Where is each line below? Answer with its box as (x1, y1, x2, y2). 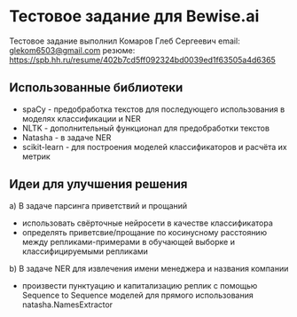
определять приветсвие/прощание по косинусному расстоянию (21, 226, 268, 237)
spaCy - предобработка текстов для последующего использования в (21, 104, 285, 115)
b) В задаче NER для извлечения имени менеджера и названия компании (9, 263, 289, 273)
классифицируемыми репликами (21, 246, 149, 257)
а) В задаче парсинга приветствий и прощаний (9, 200, 188, 210)
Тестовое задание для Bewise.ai (9, 6, 260, 27)
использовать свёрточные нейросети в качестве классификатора (21, 218, 273, 228)
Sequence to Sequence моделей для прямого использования (21, 289, 254, 300)
